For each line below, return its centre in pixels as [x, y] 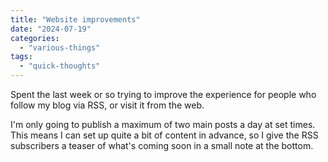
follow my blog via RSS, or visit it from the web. [107, 105]
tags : [21, 57]
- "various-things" [60, 47]
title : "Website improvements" [75, 19]
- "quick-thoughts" [60, 66]
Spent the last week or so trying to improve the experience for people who [163, 94]
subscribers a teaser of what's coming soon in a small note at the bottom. [162, 145]
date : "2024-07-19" [51, 29]
